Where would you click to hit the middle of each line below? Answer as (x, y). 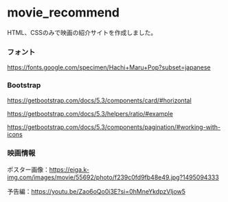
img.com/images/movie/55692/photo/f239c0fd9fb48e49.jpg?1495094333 (113, 177)
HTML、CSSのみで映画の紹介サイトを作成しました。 (82, 32)
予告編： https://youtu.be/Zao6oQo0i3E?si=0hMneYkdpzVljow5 (96, 191)
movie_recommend (64, 13)
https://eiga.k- (69, 169)
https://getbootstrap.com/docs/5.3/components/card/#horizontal (100, 100)
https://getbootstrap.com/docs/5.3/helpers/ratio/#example (90, 113)
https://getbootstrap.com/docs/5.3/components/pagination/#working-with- (114, 127)
